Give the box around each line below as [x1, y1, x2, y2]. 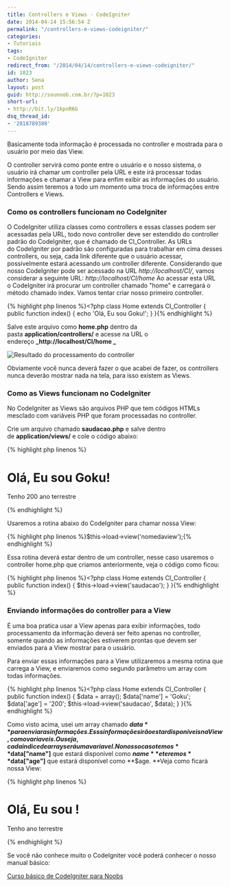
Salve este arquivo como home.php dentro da [7, 323, 137, 331]
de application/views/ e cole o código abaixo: [7, 432, 139, 440]
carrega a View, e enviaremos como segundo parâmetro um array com [7, 664, 207, 672]
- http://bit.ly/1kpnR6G [7, 105, 78, 113]
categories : [7, 33, 41, 40]
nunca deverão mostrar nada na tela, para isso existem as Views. [7, 371, 192, 380]
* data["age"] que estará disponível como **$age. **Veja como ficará [7, 757, 208, 765]
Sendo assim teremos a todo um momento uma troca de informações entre [7, 183, 220, 191]
